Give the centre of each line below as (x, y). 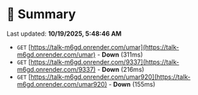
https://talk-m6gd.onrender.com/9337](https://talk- (105, 61)
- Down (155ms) (132, 84)
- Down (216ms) (121, 69)
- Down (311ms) (120, 54)
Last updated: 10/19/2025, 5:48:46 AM (64, 34)
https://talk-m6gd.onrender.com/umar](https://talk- (105, 47)
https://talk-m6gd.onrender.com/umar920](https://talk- (111, 77)
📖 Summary (41, 14)
